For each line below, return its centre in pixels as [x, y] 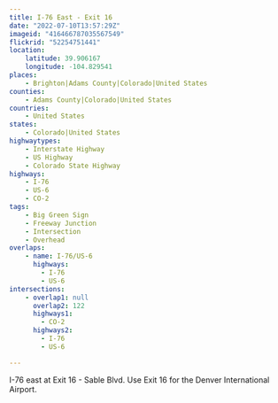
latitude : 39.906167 [63, 58]
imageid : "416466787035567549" [67, 34]
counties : [27, 91]
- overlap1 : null [57, 298]
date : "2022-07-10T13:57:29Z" [65, 26]
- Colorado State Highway [73, 166]
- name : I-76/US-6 [59, 256]
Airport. [23, 389]
